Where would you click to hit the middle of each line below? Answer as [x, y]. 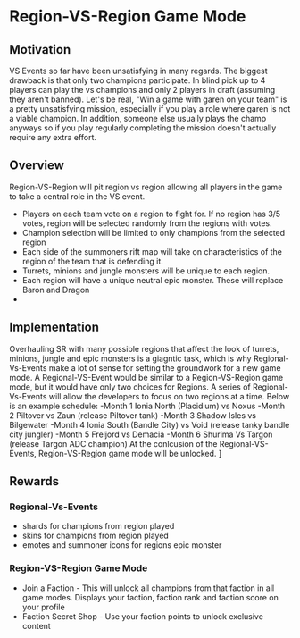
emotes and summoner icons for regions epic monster [122, 545]
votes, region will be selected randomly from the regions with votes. [147, 223]
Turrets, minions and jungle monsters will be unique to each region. [146, 271]
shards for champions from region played [98, 526]
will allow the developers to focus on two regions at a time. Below [169, 396]
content [36, 625]
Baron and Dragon [56, 290]
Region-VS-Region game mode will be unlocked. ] [130, 453]
